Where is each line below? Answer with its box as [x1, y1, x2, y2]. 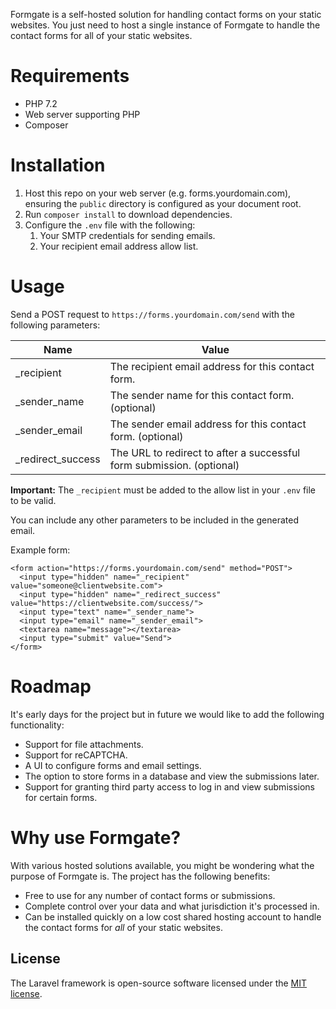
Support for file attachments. [24, 738, 144, 750]
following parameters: [10, 319, 101, 331]
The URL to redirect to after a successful [109, 445, 301, 459]
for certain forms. [24, 791, 98, 803]
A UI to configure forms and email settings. [24, 759, 202, 771]
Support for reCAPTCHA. [24, 749, 128, 761]
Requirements [10, 65, 130, 88]
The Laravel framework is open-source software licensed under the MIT [10, 977, 308, 989]
